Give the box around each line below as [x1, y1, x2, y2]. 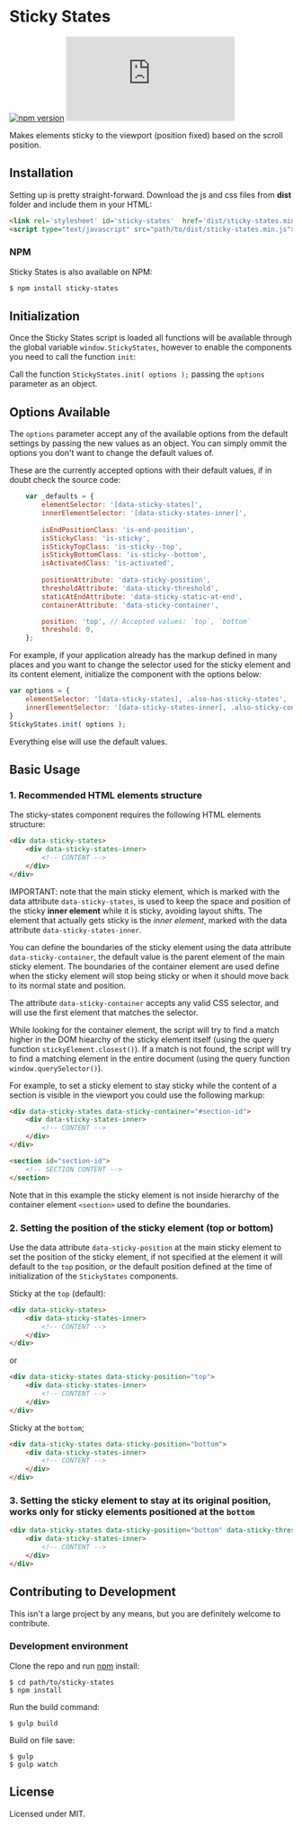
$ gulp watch [9, 1759, 58, 1768]
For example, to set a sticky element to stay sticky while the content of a [9, 1080, 277, 1091]
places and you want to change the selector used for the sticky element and [9, 659, 291, 671]
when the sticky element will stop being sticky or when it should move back [9, 970, 289, 981]
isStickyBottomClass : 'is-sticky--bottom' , [41, 550, 207, 559]
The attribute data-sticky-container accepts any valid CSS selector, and [9, 997, 280, 1008]
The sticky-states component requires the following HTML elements [9, 809, 262, 820]
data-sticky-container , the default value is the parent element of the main [9, 951, 286, 962]
